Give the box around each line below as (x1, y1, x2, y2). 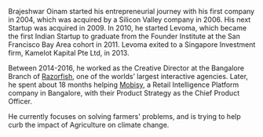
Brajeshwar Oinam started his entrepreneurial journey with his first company (8, 7, 255, 16)
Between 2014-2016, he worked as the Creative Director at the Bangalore (8, 63, 245, 73)
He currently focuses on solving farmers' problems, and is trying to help (8, 112, 241, 121)
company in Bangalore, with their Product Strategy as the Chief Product (8, 88, 240, 97)
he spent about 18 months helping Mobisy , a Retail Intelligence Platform (8, 80, 239, 89)
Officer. (8, 97, 33, 106)
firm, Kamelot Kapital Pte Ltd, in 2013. (8, 49, 130, 57)
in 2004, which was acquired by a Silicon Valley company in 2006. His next (8, 15, 251, 24)
